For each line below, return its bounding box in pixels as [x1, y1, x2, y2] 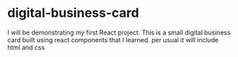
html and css [7, 43, 45, 51]
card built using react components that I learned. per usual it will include [7, 35, 219, 44]
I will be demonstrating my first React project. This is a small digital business [7, 28, 231, 37]
